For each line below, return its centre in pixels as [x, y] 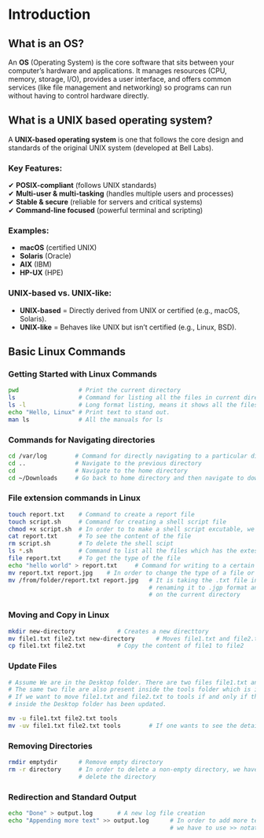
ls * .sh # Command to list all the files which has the [123, 551]
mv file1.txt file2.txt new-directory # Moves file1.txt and [119, 638]
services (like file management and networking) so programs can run [120, 87]
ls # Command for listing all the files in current [125, 398]
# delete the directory [117, 777]
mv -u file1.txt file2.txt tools [63, 719]
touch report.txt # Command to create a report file [101, 514]
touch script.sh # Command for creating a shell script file [117, 522]
